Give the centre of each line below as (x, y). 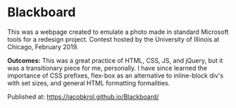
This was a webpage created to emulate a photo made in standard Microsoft (118, 32)
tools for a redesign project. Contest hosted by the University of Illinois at (113, 39)
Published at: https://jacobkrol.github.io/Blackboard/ (83, 97)
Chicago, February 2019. (43, 47)
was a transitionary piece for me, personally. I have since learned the (107, 68)
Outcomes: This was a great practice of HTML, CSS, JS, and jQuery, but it (115, 60)
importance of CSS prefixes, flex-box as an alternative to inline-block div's (116, 76)
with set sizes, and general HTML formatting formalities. (89, 83)
